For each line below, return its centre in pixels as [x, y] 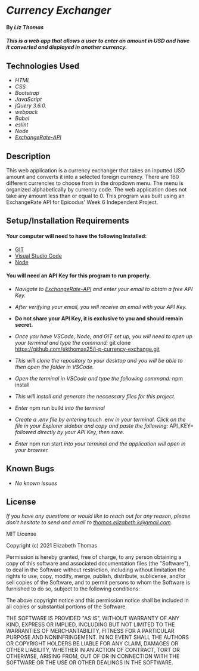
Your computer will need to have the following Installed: [77, 236]
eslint [21, 125]
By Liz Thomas [25, 27]
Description [28, 156]
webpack [26, 112]
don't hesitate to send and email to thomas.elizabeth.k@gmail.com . [89, 522]
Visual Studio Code [38, 256]
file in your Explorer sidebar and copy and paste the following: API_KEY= [104, 426]
